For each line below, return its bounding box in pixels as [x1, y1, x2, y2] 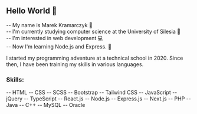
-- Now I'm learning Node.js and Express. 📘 [6, 43, 112, 50]
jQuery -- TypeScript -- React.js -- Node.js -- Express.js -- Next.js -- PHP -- [6, 95, 192, 102]
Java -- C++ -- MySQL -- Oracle [6, 102, 86, 109]
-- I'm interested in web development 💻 [6, 34, 103, 41]
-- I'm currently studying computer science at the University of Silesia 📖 [6, 28, 181, 35]
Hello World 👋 [6, 6, 57, 16]
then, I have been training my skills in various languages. [6, 60, 144, 68]
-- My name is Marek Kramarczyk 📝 [6, 21, 93, 28]
